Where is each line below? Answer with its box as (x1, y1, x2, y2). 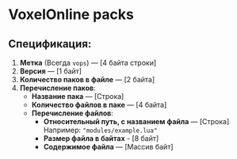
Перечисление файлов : (31, 108, 113, 118)
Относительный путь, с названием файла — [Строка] (43, 117, 230, 126)
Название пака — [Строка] (31, 92, 124, 100)
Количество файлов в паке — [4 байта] (31, 100, 167, 109)
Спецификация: (8, 37, 92, 51)
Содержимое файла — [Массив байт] (43, 142, 174, 151)
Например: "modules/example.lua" (43, 125, 158, 134)
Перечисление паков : (19, 83, 97, 93)
